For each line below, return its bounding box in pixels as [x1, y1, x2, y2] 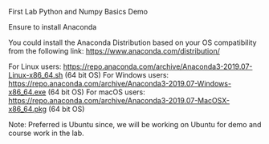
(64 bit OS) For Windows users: [64, 70, 169, 79]
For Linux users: [8, 62, 62, 71]
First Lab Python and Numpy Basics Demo [8, 7, 149, 16]
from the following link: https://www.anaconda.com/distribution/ [8, 46, 221, 55]
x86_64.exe [8, 87, 47, 97]
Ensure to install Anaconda [8, 22, 97, 31]
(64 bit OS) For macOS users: [47, 87, 146, 97]
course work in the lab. [8, 128, 84, 138]
